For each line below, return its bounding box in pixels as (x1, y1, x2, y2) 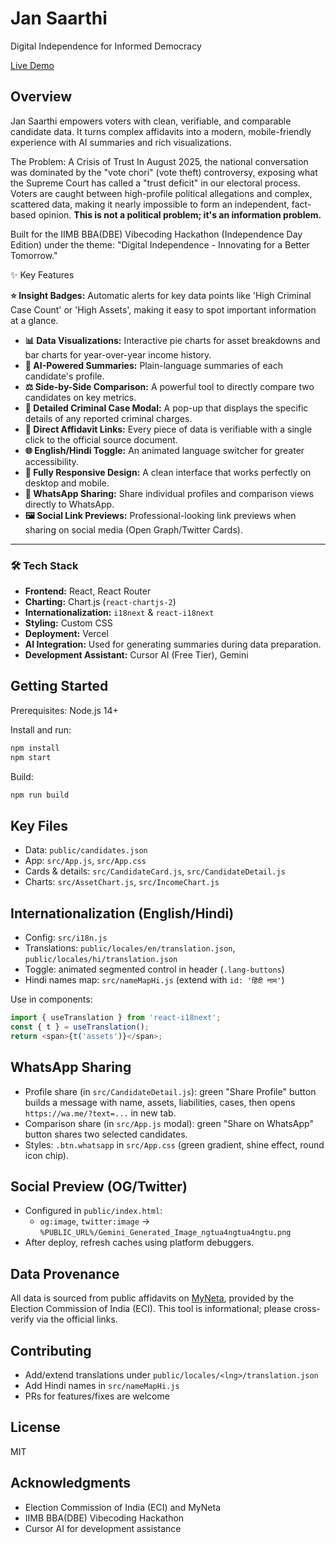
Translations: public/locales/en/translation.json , (24, 942, 236, 954)
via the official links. (36, 1313, 118, 1326)
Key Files (10, 817, 68, 834)
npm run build (10, 790, 70, 800)
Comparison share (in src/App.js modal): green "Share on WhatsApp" (24, 1117, 314, 1129)
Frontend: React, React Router (24, 585, 152, 597)
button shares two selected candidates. (24, 1128, 188, 1140)
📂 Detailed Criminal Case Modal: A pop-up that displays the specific (24, 402, 309, 414)
